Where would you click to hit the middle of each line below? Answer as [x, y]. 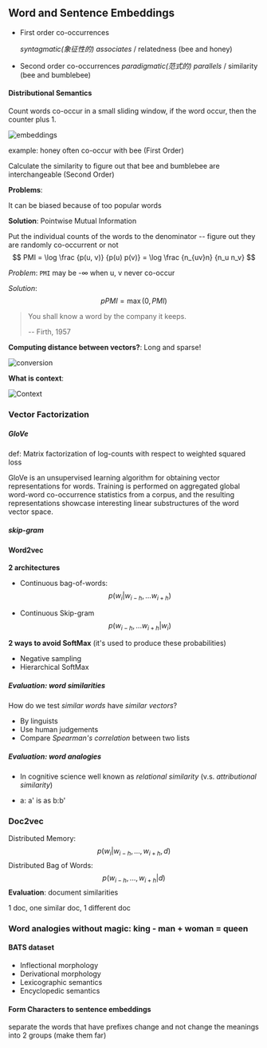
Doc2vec [26, 821]
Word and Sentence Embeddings [92, 13]
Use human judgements [59, 730]
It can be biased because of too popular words [85, 205]
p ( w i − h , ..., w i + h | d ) [134, 879]
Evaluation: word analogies [55, 756]
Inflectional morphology [59, 966]
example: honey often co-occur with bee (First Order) [96, 150]
